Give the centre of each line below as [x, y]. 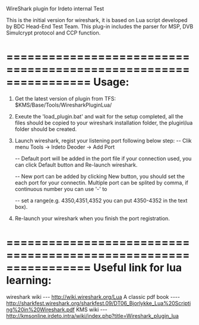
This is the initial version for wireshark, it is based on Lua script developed [97, 20]
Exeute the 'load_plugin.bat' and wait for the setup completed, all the [99, 116]
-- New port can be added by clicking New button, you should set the [100, 176]
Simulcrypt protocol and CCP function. [53, 33]
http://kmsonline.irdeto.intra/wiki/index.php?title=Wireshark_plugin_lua [93, 315]
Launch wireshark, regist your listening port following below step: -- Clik [103, 140]
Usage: [111, 82]
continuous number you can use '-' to [61, 189]
